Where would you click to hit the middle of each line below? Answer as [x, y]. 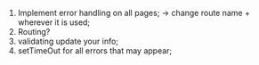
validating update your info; [68, 41]
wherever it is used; [54, 22]
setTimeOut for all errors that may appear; [95, 51]
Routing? [34, 32]
